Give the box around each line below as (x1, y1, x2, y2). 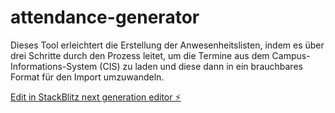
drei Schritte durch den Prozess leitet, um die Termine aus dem (10, 49, 270, 61)
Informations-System (10, 60, 98, 72)
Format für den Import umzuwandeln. (10, 71, 165, 83)
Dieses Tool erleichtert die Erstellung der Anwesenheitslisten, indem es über (10, 39, 325, 51)
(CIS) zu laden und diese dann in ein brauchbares (99, 60, 303, 72)
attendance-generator (10, 6, 200, 29)
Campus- (271, 49, 311, 61)
